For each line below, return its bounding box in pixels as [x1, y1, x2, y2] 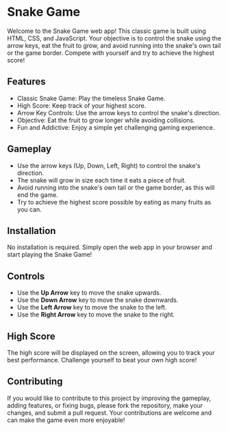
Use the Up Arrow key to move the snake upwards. [16, 289, 162, 297]
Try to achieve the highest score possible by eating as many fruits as [16, 198, 212, 206]
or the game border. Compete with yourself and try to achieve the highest [7, 49, 214, 57]
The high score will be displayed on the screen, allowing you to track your [7, 349, 216, 357]
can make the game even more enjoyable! [7, 416, 125, 424]
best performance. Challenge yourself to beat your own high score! [7, 356, 197, 364]
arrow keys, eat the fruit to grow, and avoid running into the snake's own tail [7, 41, 221, 49]
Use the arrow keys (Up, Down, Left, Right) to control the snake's [16, 161, 201, 170]
